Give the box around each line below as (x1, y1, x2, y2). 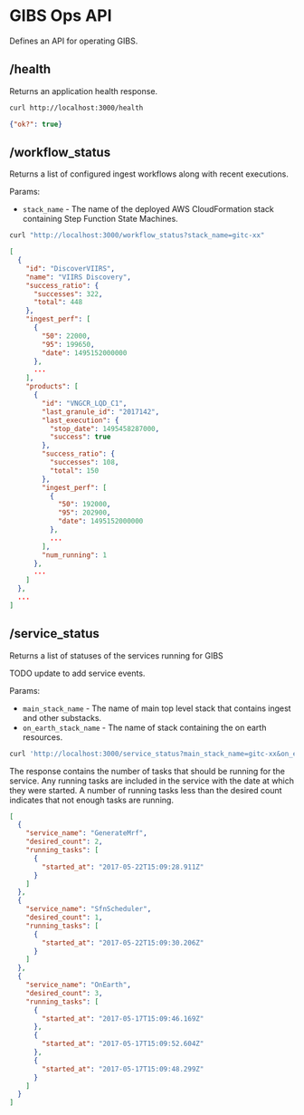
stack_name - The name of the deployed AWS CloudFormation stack (22, 204, 274, 215)
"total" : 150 (49, 466, 100, 476)
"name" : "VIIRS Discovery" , (25, 273, 131, 282)
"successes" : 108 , (49, 458, 119, 467)
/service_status (9, 626, 100, 641)
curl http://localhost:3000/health (9, 103, 144, 112)
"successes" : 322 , (33, 289, 103, 299)
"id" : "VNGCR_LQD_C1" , (42, 399, 128, 408)
